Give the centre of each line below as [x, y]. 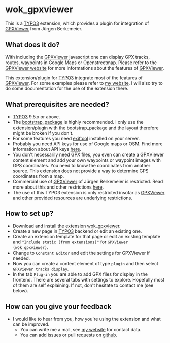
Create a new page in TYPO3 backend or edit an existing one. [77, 231]
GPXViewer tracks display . [41, 269]
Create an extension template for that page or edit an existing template [87, 237]
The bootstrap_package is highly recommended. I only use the [78, 122]
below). [21, 291]
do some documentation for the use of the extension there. [67, 88]
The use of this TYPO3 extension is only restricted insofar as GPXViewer [89, 192]
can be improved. [31, 324]
